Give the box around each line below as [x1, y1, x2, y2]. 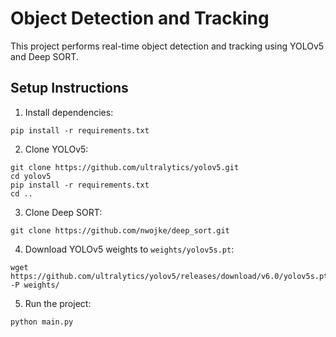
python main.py [10, 317, 74, 327]
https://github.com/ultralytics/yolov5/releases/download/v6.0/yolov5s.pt [10, 271, 329, 281]
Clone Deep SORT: [24, 206, 103, 218]
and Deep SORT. [10, 50, 79, 62]
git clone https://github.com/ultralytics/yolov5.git [10, 162, 240, 172]
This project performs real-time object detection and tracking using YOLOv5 [10, 40, 325, 52]
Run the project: [24, 297, 92, 309]
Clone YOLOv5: [24, 143, 89, 155]
